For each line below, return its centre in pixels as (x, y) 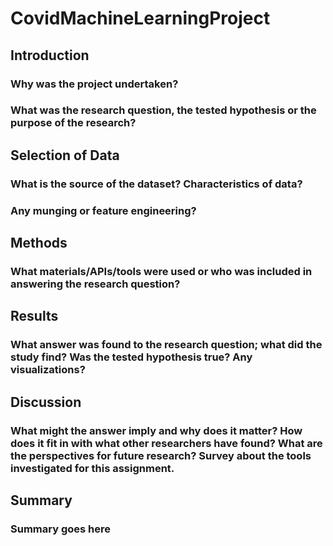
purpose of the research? (73, 123)
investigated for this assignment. (92, 468)
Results (34, 316)
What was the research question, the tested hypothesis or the (163, 110)
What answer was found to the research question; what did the (166, 345)
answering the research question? (95, 284)
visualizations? (48, 370)
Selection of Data (65, 155)
